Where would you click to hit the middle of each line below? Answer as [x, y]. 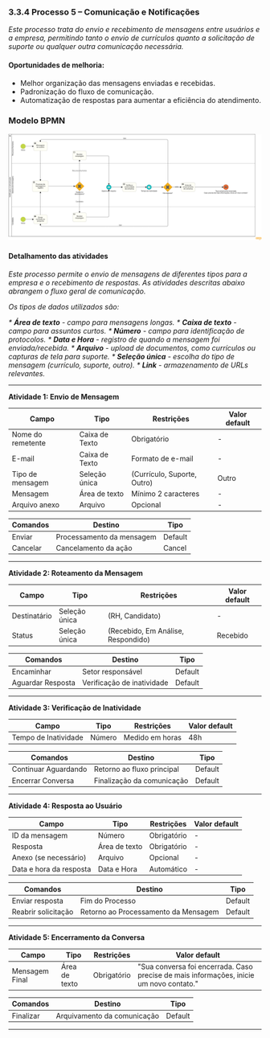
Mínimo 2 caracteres [166, 494]
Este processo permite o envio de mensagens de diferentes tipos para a [128, 274]
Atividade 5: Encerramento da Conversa [77, 937]
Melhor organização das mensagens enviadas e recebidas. [117, 83]
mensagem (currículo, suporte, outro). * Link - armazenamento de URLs [129, 365]
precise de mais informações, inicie [196, 975]
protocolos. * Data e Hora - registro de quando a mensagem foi [114, 339]
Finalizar [26, 1015]
